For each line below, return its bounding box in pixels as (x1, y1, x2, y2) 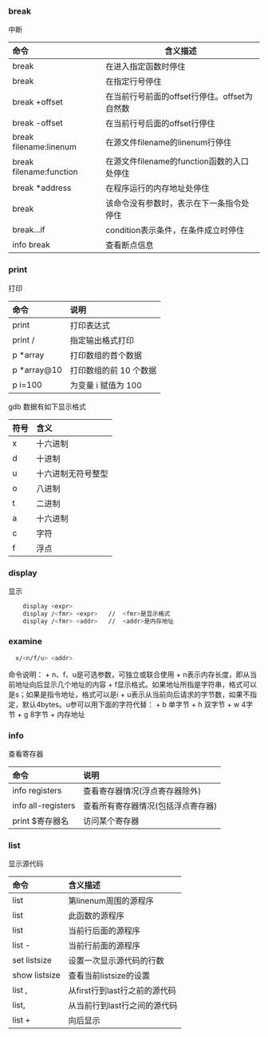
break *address (12, 182, 72, 193)
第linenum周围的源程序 (68, 896, 154, 907)
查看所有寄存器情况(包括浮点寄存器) (82, 800, 218, 811)
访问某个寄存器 (82, 815, 140, 826)
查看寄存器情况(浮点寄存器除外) (82, 785, 202, 796)
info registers (12, 785, 62, 796)
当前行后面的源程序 (68, 925, 141, 936)
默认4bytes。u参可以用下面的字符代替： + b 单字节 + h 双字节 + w (22, 699, 240, 709)
